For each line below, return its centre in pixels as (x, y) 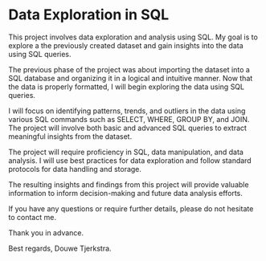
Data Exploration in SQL (89, 15)
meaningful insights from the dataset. (70, 136)
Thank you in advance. (46, 232)
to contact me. (32, 217)
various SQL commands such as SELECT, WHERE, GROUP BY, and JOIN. (129, 119)
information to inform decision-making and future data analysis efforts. (126, 193)
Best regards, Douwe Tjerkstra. (60, 248)
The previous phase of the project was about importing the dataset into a (129, 69)
